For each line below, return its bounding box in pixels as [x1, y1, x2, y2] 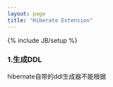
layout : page [7, 10, 46, 18]
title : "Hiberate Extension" [7, 17, 93, 24]
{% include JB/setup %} [7, 36, 78, 44]
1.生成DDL [7, 55, 42, 65]
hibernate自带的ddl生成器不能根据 [7, 72, 107, 81]
